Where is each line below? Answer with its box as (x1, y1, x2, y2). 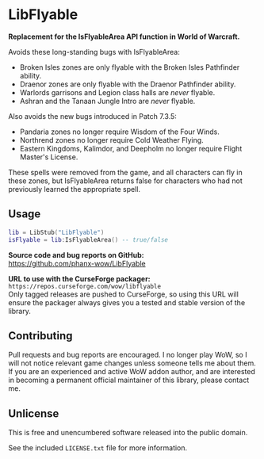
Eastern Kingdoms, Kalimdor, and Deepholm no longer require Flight (19, 143, 243, 153)
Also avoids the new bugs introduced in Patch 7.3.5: (8, 111, 177, 120)
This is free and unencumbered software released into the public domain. (8, 428, 248, 438)
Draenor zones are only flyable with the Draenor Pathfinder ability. (19, 79, 236, 89)
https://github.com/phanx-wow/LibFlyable (8, 258, 146, 268)
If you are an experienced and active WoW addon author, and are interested (8, 367, 255, 377)
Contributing (8, 329, 73, 342)
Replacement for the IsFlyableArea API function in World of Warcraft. (8, 32, 240, 41)
